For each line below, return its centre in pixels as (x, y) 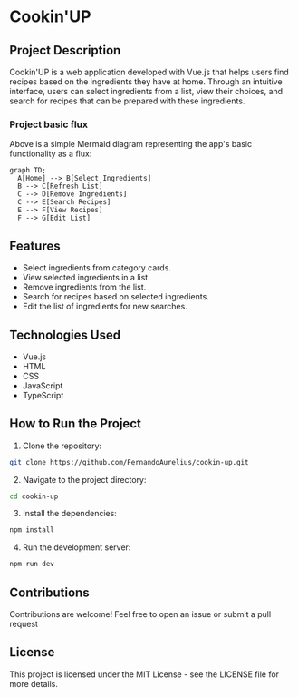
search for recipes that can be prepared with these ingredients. (127, 101)
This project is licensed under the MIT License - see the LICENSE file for (144, 674)
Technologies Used (65, 334)
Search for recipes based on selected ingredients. (116, 297)
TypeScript (43, 395)
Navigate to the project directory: (84, 479)
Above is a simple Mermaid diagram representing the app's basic (130, 144)
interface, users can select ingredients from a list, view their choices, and (146, 91)
